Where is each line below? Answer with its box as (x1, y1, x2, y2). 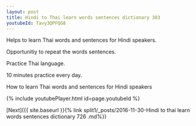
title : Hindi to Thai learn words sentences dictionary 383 (6, 14, 161, 20)
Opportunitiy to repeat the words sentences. (6, 48, 116, 55)
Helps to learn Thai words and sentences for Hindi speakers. (6, 37, 157, 44)
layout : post (6, 8, 39, 15)
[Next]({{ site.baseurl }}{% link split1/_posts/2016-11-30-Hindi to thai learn (6, 107, 191, 114)
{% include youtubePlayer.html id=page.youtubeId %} (6, 95, 141, 102)
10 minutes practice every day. (6, 72, 83, 79)
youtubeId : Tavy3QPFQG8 (6, 20, 66, 26)
